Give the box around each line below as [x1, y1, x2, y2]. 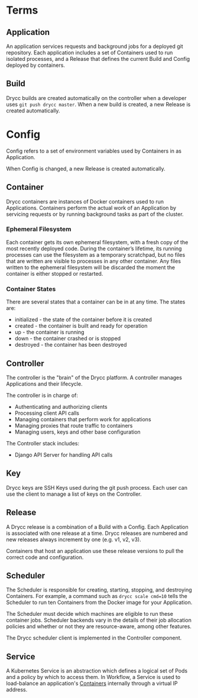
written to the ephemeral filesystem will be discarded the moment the [6, 264, 176, 271]
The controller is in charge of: [6, 392, 79, 399]
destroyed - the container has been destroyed [14, 341, 127, 348]
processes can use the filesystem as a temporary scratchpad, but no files [6, 251, 186, 258]
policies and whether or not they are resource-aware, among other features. [6, 623, 192, 630]
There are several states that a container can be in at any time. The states [6, 298, 186, 305]
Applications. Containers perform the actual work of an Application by [6, 204, 176, 211]
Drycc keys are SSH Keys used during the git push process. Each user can [6, 484, 188, 491]
